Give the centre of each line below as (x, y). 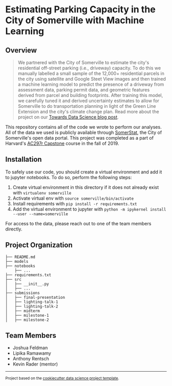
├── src (14, 279)
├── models (17, 261)
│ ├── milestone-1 (27, 315)
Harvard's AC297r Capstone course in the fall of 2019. (62, 143)
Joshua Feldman (30, 348)
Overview (21, 50)
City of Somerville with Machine (75, 20)
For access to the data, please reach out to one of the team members (78, 223)
